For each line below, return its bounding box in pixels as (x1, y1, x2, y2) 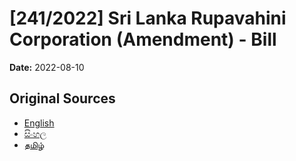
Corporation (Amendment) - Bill (9, 28, 277, 51)
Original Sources (9, 90, 116, 107)
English (23, 117, 55, 129)
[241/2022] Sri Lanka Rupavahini (9, 7, 287, 30)
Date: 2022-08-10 (9, 61, 85, 73)
